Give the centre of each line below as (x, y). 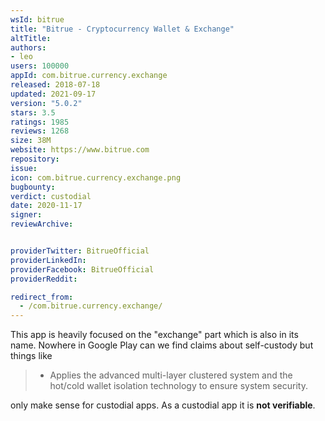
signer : (26, 215)
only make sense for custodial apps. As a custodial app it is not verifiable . (163, 405)
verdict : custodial (51, 196)
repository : (35, 159)
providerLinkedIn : (48, 260)
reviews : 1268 (40, 131)
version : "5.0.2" (46, 103)
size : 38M (31, 141)
